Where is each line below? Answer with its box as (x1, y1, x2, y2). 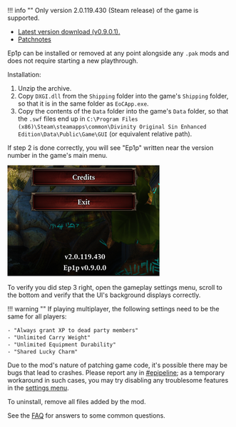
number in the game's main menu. (7, 151, 108, 159)
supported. (7, 14, 40, 22)
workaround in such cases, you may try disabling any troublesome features (7, 376, 229, 384)
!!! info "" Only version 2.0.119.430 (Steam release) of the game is (7, 6, 199, 14)
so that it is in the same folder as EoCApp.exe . (17, 99, 149, 108)
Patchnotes (17, 35, 51, 44)
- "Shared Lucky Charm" (7, 348, 78, 356)
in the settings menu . (7, 383, 69, 392)
